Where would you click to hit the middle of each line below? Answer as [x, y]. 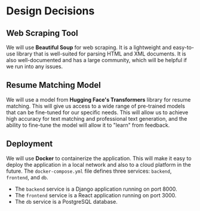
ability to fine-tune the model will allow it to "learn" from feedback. [88, 125]
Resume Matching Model [54, 85]
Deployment [30, 144]
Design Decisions [50, 11]
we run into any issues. [35, 66]
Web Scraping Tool [42, 33]
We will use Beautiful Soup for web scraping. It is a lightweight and [89, 47]
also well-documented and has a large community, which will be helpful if [96, 60]
